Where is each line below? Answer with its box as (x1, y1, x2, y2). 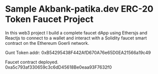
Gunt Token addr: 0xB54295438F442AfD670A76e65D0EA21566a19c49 (5, 50, 151, 55)
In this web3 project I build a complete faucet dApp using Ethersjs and (5, 30, 148, 36)
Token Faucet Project (5, 14, 94, 25)
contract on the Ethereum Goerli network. (5, 40, 90, 46)
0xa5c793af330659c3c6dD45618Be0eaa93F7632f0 (5, 64, 112, 70)
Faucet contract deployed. (5, 59, 59, 65)
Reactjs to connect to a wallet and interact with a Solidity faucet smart (5, 35, 147, 41)
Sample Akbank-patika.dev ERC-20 (5, 3, 154, 15)
